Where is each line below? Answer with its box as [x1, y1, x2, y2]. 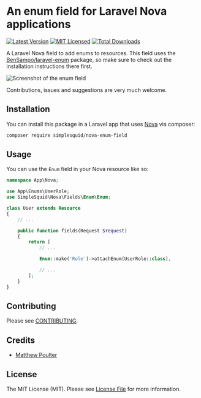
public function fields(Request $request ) [17, 228, 127, 234]
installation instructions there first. [6, 63, 93, 70]
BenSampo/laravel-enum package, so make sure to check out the [6, 56, 172, 63]
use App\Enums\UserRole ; [6, 188, 70, 194]
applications [6, 17, 71, 31]
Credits [6, 335, 36, 345]
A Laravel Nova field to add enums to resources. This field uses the [6, 49, 176, 56]
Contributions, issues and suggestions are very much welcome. [6, 86, 167, 93]
